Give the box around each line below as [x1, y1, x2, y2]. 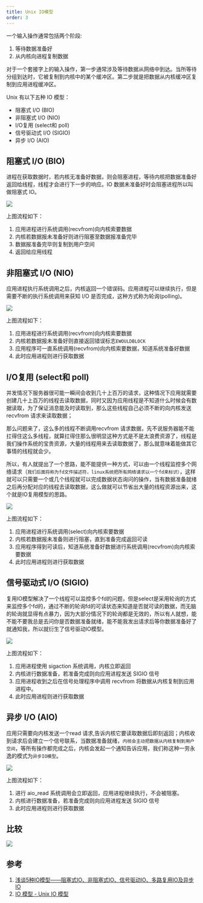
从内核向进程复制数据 [14, 52, 68, 59]
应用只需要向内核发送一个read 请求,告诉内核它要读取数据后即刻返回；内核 [6, 729, 190, 737]
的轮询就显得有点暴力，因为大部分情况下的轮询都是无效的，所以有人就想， [6, 610, 192, 617]
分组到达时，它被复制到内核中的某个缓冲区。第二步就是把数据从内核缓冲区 [6, 73, 192, 80]
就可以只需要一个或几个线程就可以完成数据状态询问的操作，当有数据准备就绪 [6, 475, 197, 483]
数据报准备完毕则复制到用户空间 [14, 241, 95, 248]
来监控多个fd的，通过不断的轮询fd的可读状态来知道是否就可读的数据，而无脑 [6, 602, 196, 609]
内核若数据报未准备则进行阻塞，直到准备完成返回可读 [14, 535, 148, 543]
